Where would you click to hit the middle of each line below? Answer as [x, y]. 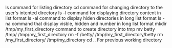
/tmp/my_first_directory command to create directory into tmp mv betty [80, 29]
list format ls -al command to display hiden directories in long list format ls [83, 18]
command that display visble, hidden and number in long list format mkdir [90, 23]
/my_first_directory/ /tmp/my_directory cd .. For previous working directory [84, 40]
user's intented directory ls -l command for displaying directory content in [83, 13]
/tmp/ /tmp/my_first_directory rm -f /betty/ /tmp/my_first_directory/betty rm [84, 34]
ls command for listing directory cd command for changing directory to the [84, 7]
